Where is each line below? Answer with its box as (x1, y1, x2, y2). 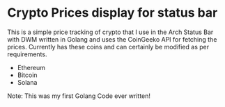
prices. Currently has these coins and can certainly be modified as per (7, 42, 210, 51)
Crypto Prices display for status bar (7, 5, 218, 21)
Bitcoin (17, 71, 38, 79)
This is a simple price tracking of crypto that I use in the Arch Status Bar (7, 28, 214, 36)
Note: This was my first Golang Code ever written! (7, 92, 151, 100)
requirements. (7, 50, 47, 58)
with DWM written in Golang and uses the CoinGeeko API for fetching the (7, 35, 217, 43)
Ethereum (17, 63, 45, 72)
